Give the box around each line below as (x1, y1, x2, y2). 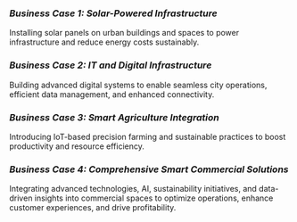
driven (9, 193, 33, 203)
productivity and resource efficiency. (9, 141, 144, 152)
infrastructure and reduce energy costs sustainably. (9, 37, 200, 47)
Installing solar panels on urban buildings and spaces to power (9, 28, 240, 38)
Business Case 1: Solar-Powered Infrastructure (9, 7, 218, 20)
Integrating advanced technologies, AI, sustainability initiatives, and (9, 184, 257, 194)
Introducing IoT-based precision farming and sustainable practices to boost (9, 131, 286, 142)
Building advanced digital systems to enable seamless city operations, (9, 79, 268, 90)
